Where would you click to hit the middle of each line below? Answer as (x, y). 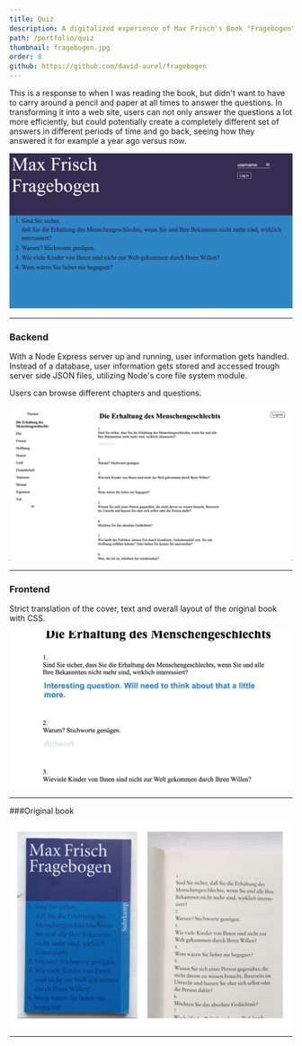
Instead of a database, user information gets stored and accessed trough (145, 366)
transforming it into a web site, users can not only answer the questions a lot (151, 112)
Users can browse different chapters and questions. (106, 393)
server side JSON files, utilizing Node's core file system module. (129, 376)
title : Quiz (31, 19)
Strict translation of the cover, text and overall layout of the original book (143, 609)
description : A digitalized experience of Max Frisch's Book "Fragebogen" (152, 28)
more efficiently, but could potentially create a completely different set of (144, 122)
